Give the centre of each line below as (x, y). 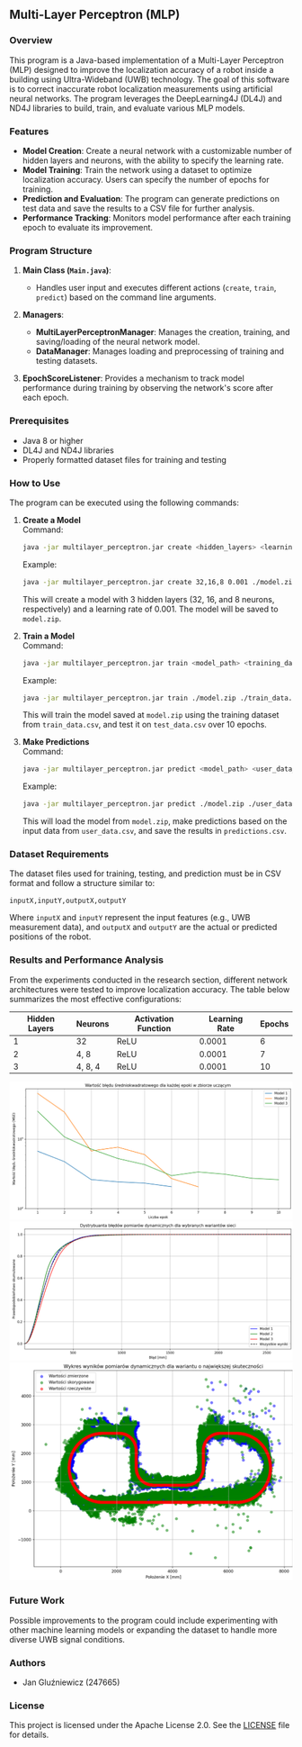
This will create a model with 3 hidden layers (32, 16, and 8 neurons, (148, 599)
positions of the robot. (50, 937)
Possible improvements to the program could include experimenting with (144, 1620)
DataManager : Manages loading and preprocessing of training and (160, 351)
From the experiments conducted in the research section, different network (148, 980)
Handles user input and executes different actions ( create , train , (156, 288)
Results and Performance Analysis (87, 960)
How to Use (35, 483)
